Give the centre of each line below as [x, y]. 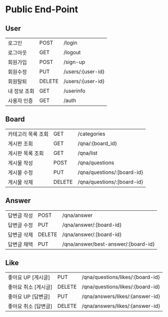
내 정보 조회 [21, 91]
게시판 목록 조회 [26, 153]
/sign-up [74, 62]
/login [70, 43]
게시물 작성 [20, 163]
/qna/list [88, 153]
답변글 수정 [20, 225]
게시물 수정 [20, 172]
